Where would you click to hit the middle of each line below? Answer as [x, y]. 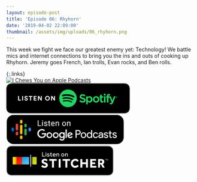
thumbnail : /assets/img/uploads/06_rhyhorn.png [67, 32]
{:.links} [16, 74]
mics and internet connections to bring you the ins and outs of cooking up [97, 56]
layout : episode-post [33, 13]
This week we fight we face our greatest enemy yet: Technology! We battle [99, 50]
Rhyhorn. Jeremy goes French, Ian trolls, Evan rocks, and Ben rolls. [89, 62]
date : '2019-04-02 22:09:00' [43, 25]
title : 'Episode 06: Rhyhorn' [44, 19]
